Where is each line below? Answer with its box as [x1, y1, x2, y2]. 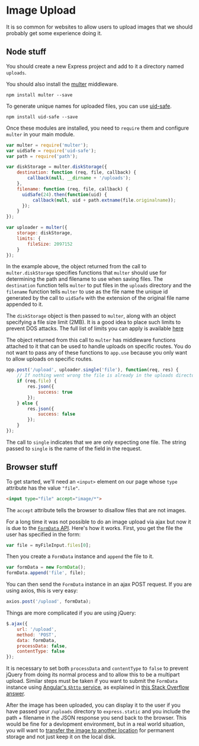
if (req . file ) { [17, 378, 57, 384]
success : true [37, 389, 73, 395]
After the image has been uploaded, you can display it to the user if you [6, 701, 181, 709]
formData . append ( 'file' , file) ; [6, 570, 86, 576]
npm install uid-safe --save [6, 114, 78, 120]
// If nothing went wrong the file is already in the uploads [17, 372, 174, 378]
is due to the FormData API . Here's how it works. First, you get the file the [6, 524, 183, 531]
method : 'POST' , [17, 632, 57, 638]
